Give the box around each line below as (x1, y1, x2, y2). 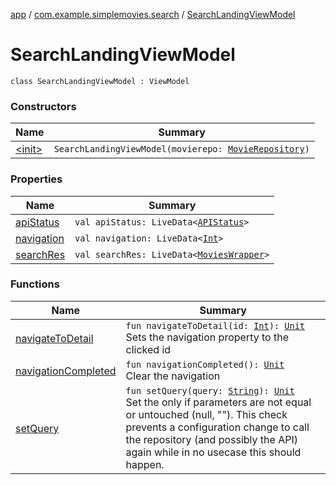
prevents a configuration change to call (125, 420, 310, 434)
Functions (10, 277, 60, 291)
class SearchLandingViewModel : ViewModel (10, 76, 190, 86)
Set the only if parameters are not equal (125, 395, 312, 409)
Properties (10, 172, 63, 186)
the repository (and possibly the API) (125, 432, 298, 446)
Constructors (10, 99, 77, 113)
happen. (125, 457, 165, 471)
